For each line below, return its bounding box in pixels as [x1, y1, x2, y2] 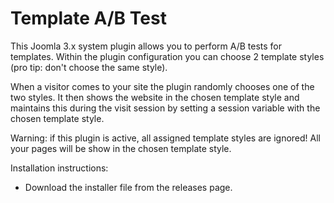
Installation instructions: [10, 162, 109, 174]
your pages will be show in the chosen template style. [10, 142, 232, 154]
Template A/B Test [10, 7, 167, 30]
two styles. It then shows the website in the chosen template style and [10, 91, 300, 103]
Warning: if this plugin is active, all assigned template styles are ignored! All [10, 132, 321, 144]
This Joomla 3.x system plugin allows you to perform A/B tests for [10, 40, 282, 52]
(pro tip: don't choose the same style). [10, 61, 168, 73]
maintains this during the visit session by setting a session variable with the [10, 102, 321, 114]
